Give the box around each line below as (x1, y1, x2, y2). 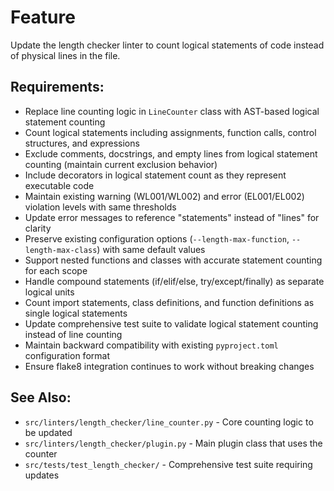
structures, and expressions (24, 137, 140, 149)
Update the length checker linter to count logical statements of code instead (10, 39, 325, 51)
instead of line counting (24, 328, 123, 340)
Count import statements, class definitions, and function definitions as (24, 296, 315, 308)
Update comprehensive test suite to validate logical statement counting (24, 317, 319, 330)
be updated (24, 426, 73, 438)
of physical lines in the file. (10, 49, 121, 61)
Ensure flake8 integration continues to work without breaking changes (24, 360, 315, 372)
